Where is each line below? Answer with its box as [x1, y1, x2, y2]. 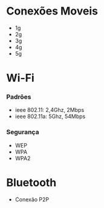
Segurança [6, 128, 39, 137]
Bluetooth [6, 175, 57, 189]
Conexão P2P [15, 195, 50, 203]
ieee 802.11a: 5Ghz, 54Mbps [15, 113, 86, 120]
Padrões [6, 93, 31, 101]
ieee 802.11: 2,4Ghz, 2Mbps [15, 106, 85, 114]
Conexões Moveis [6, 4, 99, 18]
